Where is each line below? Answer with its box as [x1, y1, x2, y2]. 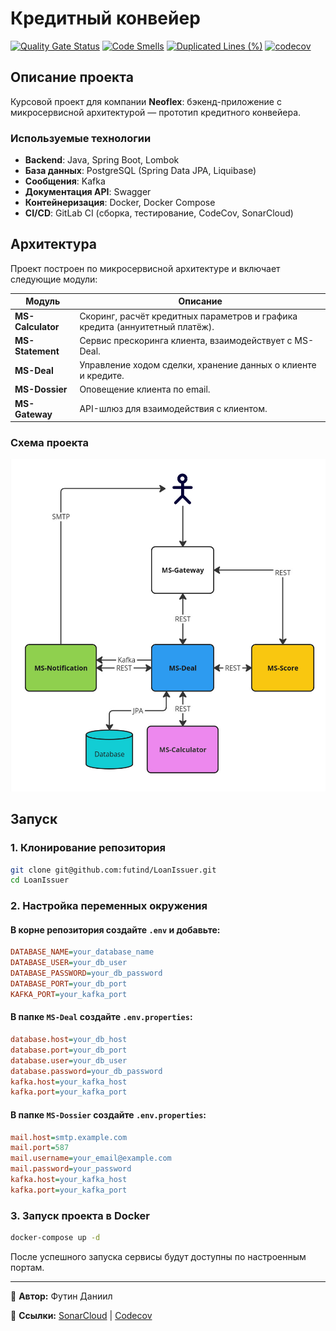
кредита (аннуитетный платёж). [79, 320, 215, 332]
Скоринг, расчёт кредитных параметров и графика [79, 310, 298, 322]
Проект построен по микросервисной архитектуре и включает [10, 262, 281, 274]
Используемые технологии [10, 131, 152, 145]
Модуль [25, 295, 61, 307]
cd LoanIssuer [10, 875, 70, 886]
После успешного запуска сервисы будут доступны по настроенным [10, 1250, 307, 1262]
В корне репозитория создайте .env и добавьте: [10, 923, 221, 936]
